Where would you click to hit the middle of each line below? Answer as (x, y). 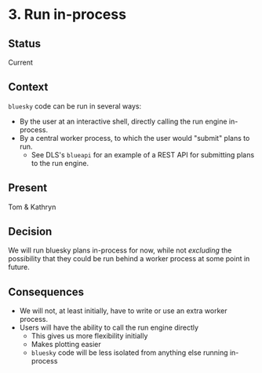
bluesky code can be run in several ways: (75, 106)
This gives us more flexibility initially (89, 336)
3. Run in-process (67, 15)
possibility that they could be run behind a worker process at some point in (129, 259)
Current (21, 62)
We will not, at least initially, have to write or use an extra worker (123, 311)
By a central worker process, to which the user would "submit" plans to (135, 138)
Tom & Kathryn (32, 207)
